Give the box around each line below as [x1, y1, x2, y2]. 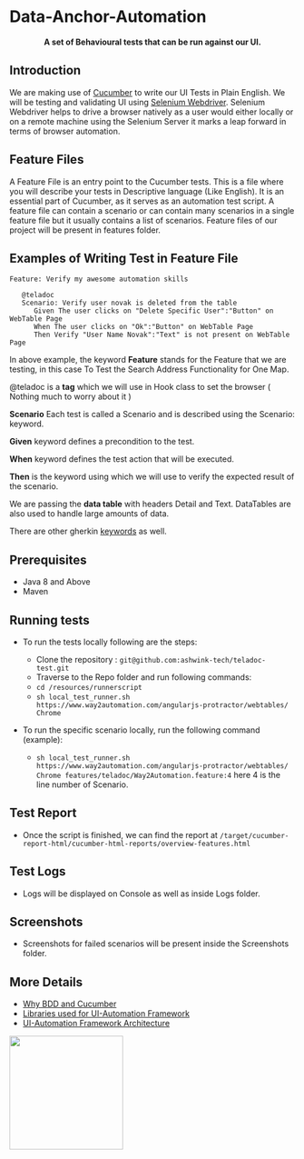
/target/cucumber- [219, 831, 289, 840]
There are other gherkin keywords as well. [9, 525, 168, 537]
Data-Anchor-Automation [9, 6, 207, 27]
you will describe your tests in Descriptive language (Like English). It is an [9, 185, 284, 196]
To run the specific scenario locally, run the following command [22, 724, 260, 735]
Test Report [9, 805, 77, 821]
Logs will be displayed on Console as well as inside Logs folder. [22, 888, 260, 899]
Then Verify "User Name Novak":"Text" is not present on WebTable [33, 330, 290, 340]
